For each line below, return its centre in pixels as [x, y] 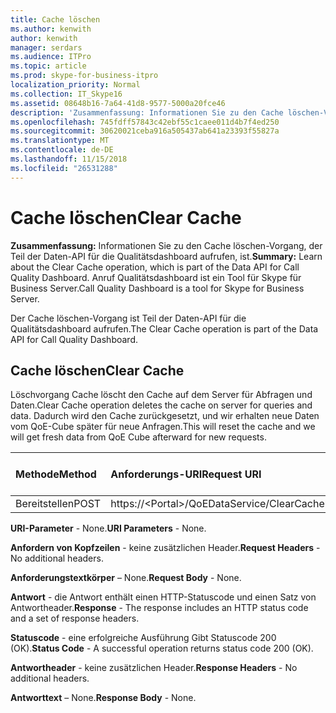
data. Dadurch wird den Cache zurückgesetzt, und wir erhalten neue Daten [165, 416]
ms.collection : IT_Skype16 [66, 94]
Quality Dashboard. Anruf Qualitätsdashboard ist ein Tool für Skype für [156, 277]
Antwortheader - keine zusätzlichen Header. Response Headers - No [154, 668]
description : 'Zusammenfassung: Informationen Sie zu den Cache [147, 112]
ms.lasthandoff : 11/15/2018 [69, 159]
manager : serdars [46, 47]
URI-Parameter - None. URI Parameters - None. [108, 528]
